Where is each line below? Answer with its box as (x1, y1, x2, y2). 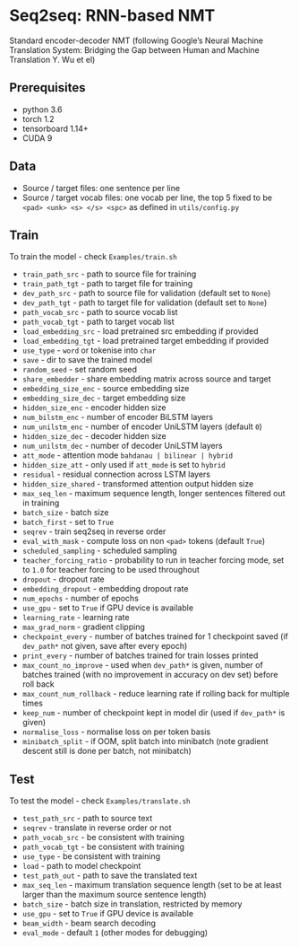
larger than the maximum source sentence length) (21, 890, 208, 900)
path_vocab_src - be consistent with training (21, 832, 185, 843)
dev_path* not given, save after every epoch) (21, 641, 188, 652)
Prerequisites (9, 80, 86, 95)
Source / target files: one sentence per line (21, 182, 181, 193)
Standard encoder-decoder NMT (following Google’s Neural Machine (9, 35, 264, 46)
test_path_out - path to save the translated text (21, 870, 198, 881)
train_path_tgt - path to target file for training (21, 278, 193, 289)
